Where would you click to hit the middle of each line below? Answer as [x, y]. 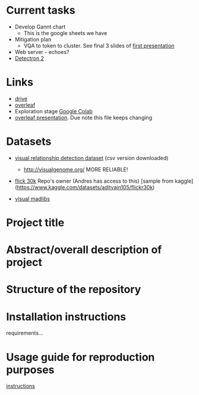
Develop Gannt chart [40, 27]
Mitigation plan [33, 39]
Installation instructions [66, 316]
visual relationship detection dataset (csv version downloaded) [91, 158]
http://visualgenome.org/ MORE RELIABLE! [76, 169]
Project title [35, 222]
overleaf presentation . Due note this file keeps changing [83, 117]
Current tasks [41, 10]
